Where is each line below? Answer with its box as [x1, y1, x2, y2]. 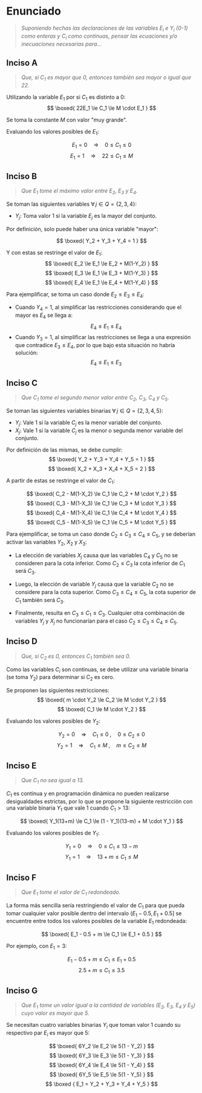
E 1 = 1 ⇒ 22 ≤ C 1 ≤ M [70, 152, 133, 161]
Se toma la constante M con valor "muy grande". [6, 116, 128, 123]
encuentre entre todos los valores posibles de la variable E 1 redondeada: [6, 918, 187, 926]
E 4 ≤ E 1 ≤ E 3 [90, 359, 122, 368]
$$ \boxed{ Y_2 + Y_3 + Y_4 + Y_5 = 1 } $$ [48, 456, 155, 463]
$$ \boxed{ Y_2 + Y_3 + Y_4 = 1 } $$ [56, 237, 147, 244]
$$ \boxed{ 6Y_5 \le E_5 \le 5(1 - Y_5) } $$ [49, 1071, 154, 1078]
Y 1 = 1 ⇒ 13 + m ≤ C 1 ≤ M [65, 853, 138, 862]
